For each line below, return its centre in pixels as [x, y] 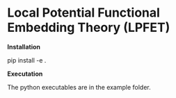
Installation [24, 47]
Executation [25, 74]
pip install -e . [27, 60]
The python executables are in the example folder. [79, 87]
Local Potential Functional [83, 13]
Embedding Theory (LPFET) [89, 27]
